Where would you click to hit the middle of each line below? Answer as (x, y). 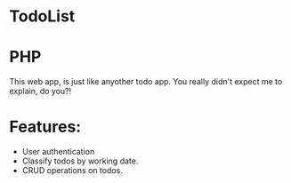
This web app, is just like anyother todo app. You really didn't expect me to (146, 82)
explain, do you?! (40, 91)
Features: (45, 127)
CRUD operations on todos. (72, 171)
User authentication (58, 152)
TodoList (42, 16)
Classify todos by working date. (80, 161)
